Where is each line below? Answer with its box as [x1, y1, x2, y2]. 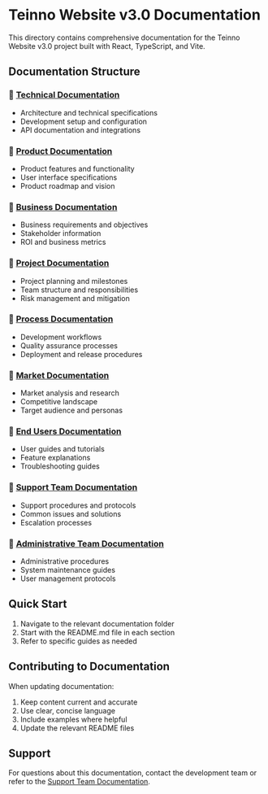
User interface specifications [19, 172, 118, 182]
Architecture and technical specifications [19, 107, 158, 117]
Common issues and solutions [19, 508, 122, 518]
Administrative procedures [19, 556, 110, 566]
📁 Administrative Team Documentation [8, 538, 164, 549]
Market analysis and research [19, 388, 119, 398]
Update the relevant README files [19, 722, 135, 733]
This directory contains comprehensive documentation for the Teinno [8, 33, 240, 42]
